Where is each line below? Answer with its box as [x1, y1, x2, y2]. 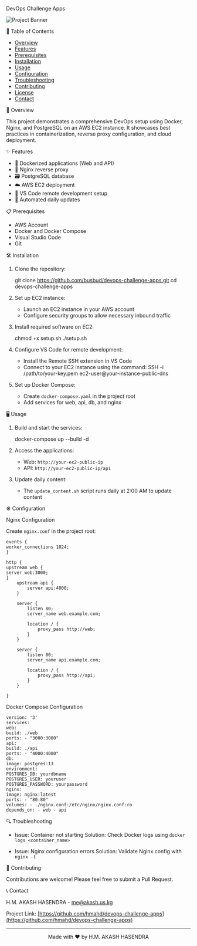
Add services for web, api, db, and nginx [23, 399, 122, 406]
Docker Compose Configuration [6, 704, 83, 710]
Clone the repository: [14, 265, 66, 272]
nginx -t [14, 854, 36, 860]
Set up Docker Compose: [14, 381, 76, 388]
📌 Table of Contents [6, 28, 55, 35]
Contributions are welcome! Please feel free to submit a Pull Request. [6, 876, 174, 883]
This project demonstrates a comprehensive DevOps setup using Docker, [6, 118, 183, 125]
